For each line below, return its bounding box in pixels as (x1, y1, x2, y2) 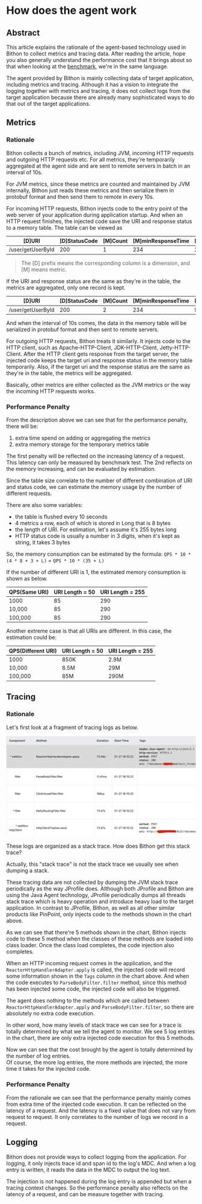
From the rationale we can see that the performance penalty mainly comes (6, 1094, 191, 1101)
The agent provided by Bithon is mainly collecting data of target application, (6, 75, 194, 81)
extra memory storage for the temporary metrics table (14, 441, 149, 448)
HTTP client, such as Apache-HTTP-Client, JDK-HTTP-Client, (6, 344, 159, 351)
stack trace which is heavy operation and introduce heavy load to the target (6, 898, 194, 905)
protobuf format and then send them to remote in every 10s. (6, 193, 155, 200)
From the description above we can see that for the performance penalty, (6, 417, 188, 424)
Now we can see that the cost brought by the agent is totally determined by (6, 1046, 194, 1053)
